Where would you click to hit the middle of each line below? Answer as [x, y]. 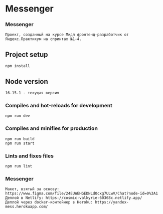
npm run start [20, 143]
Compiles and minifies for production [51, 128]
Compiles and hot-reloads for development [59, 106]
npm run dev [18, 116]
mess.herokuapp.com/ [27, 207]
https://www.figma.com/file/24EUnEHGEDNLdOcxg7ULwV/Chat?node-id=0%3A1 [81, 193]
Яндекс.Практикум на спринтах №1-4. [43, 39]
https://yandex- [112, 202]
